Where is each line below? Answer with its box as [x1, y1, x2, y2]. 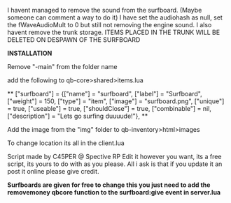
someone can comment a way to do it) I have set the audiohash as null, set [7, 13, 223, 22]
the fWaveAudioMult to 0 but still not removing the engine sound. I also [7, 21, 212, 29]
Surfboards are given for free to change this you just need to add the [7, 181, 211, 189]
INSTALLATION [7, 49, 52, 57]
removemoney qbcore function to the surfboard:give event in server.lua [7, 188, 221, 196]
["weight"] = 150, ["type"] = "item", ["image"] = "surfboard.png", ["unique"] [7, 97, 225, 105]
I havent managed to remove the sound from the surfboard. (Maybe [7, 6, 202, 14]
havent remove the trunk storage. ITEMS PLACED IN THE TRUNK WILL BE [7, 28, 220, 36]
